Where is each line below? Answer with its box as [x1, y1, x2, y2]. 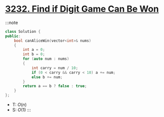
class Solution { [5, 29, 41, 34]
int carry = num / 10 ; [31, 65, 78, 70]
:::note [5, 20, 18, 25]
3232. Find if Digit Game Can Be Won [5, 3, 159, 15]
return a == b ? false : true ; [23, 84, 87, 89]
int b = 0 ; [23, 52, 45, 57]
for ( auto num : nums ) [23, 56, 69, 62]
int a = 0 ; [23, 47, 45, 52]
